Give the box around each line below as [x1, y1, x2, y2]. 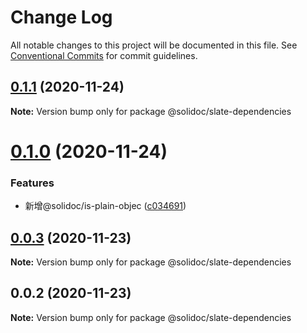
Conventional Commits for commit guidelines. [10, 49, 198, 61]
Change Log [10, 6, 113, 29]
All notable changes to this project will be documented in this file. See [10, 39, 298, 51]
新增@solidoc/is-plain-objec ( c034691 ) [24, 200, 187, 212]
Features [10, 176, 55, 190]
